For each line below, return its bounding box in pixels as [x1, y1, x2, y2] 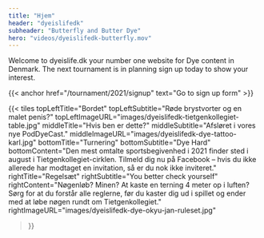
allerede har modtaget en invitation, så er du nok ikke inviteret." [8, 163, 218, 173]
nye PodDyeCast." [8, 129, 68, 139]
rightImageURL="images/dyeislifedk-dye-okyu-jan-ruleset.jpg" [8, 205, 216, 216]
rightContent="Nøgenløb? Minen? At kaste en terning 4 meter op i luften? [8, 180, 250, 190]
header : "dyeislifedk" [8, 19, 84, 27]
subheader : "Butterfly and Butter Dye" [8, 26, 142, 34]
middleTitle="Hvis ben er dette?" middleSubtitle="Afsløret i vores [42, 121, 256, 130]
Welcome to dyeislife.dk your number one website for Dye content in [8, 56, 234, 65]
